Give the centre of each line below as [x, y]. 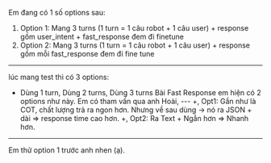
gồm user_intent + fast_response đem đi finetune [102, 37]
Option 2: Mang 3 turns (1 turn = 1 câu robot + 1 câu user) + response [135, 45]
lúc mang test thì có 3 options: [59, 77]
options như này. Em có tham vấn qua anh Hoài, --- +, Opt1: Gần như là [138, 101]
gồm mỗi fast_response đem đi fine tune [87, 54]
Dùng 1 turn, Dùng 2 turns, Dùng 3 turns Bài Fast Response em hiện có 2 [140, 92]
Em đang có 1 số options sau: [57, 13]
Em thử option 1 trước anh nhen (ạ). [67, 150]
